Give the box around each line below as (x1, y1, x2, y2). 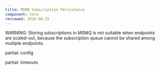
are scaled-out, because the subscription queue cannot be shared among (5, 35, 156, 41)
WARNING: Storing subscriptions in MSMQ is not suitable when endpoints (5, 30, 155, 36)
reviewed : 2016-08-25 (5, 16, 50, 21)
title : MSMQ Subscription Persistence (5, 7, 85, 12)
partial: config (5, 50, 34, 56)
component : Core (5, 12, 39, 17)
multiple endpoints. (5, 40, 44, 46)
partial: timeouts (5, 60, 39, 66)
